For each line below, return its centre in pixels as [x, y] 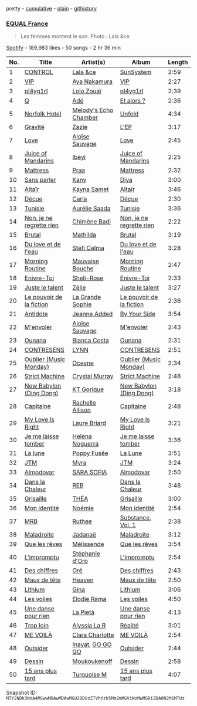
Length [178, 62]
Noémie [83, 508]
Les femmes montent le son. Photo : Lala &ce [75, 36]
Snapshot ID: [22, 693]
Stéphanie [86, 554]
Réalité [129, 626]
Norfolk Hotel [43, 114]
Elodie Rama [89, 599]
